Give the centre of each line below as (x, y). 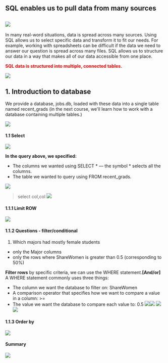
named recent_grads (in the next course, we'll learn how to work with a (79, 109)
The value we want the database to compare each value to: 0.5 (78, 304)
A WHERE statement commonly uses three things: (57, 278)
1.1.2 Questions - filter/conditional (42, 231)
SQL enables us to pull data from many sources (81, 8)
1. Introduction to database (48, 91)
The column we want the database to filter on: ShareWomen (75, 287)
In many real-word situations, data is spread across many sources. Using (81, 35)
